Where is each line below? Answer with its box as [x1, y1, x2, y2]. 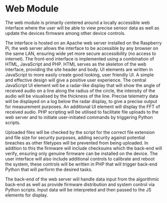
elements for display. [5, 192, 48, 198]
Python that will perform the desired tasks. [5, 166, 93, 172]
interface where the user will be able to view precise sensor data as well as [5, 24, 160, 30]
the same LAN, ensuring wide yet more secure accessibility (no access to [5, 50, 156, 56]
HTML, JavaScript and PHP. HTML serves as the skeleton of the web [5, 61, 147, 67]
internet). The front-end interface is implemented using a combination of [5, 55, 155, 61]
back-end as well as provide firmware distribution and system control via [5, 181, 155, 187]
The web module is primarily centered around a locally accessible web [5, 19, 151, 25]
